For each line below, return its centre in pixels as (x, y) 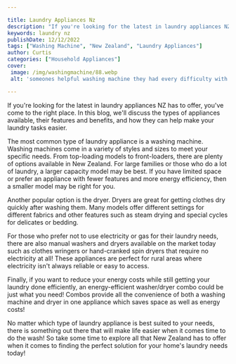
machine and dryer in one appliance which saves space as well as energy (114, 302)
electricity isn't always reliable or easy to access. (78, 265)
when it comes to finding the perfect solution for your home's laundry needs (118, 345)
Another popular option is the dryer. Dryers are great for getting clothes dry (117, 200)
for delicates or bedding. (43, 222)
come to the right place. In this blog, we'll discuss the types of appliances (114, 113)
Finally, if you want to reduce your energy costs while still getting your (109, 280)
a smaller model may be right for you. (61, 186)
